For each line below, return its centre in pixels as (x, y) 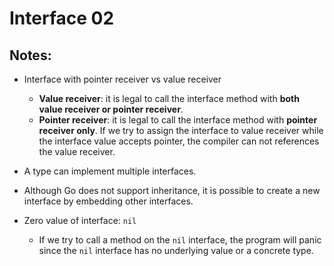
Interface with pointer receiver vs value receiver (122, 79)
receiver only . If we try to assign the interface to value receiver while (181, 130)
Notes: (30, 55)
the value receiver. (77, 151)
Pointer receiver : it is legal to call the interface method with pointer (178, 120)
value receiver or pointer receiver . (111, 109)
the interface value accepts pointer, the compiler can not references (179, 141)
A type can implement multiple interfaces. (110, 171)
